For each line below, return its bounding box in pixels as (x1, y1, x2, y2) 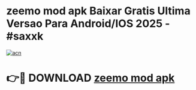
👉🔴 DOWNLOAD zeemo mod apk (6, 72, 175, 85)
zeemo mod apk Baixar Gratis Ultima (6, 4, 191, 18)
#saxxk (6, 30, 44, 43)
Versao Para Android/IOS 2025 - (6, 17, 170, 30)
